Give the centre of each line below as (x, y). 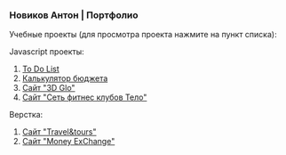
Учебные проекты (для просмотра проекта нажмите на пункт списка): (143, 35)
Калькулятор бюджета (65, 78)
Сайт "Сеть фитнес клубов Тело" (84, 97)
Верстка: (26, 115)
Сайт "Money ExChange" (68, 142)
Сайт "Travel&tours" (59, 132)
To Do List (40, 69)
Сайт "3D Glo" (48, 88)
